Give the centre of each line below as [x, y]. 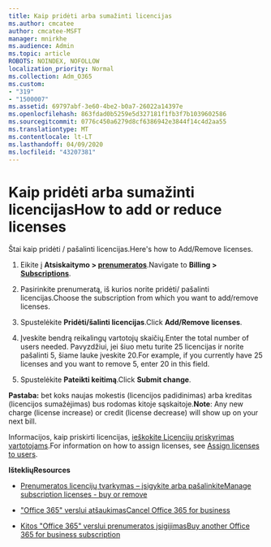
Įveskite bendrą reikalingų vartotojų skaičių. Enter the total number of [134, 338]
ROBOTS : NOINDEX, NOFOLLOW [54, 62]
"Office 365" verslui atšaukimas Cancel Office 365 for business [125, 510]
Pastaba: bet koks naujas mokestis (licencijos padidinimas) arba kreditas [130, 396]
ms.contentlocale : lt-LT [50, 137]
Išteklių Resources [39, 470]
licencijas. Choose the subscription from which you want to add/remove [139, 298]
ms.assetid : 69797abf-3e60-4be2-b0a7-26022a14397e [96, 106]
